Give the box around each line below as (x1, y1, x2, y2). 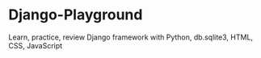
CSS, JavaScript (8, 40, 63, 50)
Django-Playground (8, 6, 143, 24)
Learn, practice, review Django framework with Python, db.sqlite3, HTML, (8, 32, 253, 42)
